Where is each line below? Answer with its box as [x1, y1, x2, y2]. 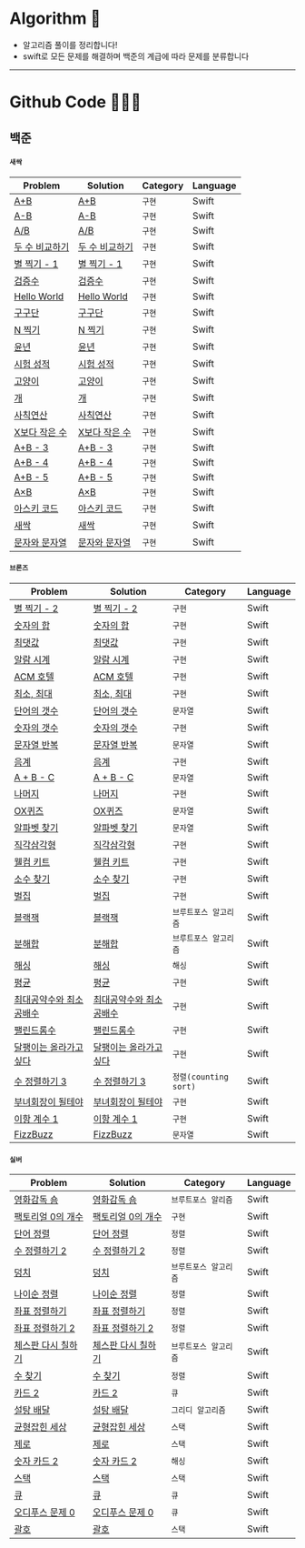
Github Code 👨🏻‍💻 [9, 92, 143, 113]
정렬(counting [172, 1071, 229, 1081]
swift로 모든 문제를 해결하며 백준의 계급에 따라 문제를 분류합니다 [22, 50, 250, 62]
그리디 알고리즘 [171, 1405, 226, 1415]
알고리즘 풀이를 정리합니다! [22, 39, 118, 50]
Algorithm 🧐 [9, 8, 102, 29]
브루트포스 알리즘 [171, 1195, 233, 1205]
